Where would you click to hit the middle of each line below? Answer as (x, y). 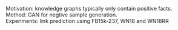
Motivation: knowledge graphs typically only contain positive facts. (89, 9)
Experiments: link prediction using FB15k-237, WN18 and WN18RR (87, 21)
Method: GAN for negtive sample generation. (61, 15)
